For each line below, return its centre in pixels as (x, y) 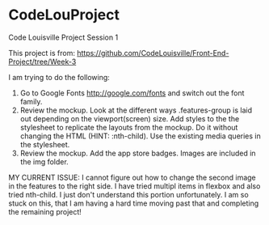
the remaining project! (45, 211)
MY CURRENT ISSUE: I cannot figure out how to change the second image (132, 177)
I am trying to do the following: (59, 77)
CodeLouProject (64, 15)
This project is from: (42, 53)
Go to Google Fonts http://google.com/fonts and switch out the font (132, 93)
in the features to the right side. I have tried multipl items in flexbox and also (134, 186)
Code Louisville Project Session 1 (63, 37)
